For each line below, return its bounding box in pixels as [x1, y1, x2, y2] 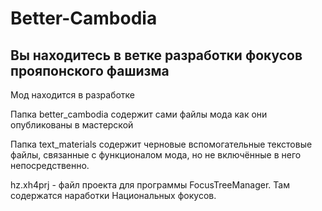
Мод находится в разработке [10, 89, 136, 101]
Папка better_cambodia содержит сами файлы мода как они [10, 108, 268, 120]
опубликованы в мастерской [10, 119, 134, 131]
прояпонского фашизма [10, 62, 170, 79]
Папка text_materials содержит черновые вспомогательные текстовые [10, 138, 313, 150]
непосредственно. [10, 160, 90, 171]
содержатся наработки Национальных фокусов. [10, 190, 217, 201]
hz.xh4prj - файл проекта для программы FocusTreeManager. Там [10, 179, 290, 191]
